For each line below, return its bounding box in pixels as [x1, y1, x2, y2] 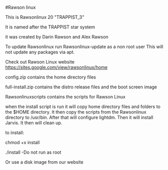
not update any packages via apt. [5, 49, 75, 55]
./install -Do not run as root [5, 149, 62, 155]
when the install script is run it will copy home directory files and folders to [5, 104, 161, 110]
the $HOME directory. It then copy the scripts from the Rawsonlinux [5, 109, 147, 115]
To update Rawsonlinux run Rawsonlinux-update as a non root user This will [5, 44, 163, 50]
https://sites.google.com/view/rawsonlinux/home [5, 64, 108, 70]
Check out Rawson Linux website [5, 59, 75, 65]
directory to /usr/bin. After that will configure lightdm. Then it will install [5, 114, 153, 120]
